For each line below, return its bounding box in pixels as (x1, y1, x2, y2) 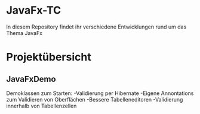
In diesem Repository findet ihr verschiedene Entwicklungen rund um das (6, 23, 187, 30)
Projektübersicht (6, 50, 91, 64)
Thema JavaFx (6, 29, 43, 36)
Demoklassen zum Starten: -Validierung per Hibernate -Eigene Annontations (6, 90, 194, 97)
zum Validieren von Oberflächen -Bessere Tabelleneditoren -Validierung (6, 96, 183, 103)
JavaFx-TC (6, 4, 61, 17)
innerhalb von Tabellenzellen (6, 102, 77, 109)
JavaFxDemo (6, 74, 56, 84)
